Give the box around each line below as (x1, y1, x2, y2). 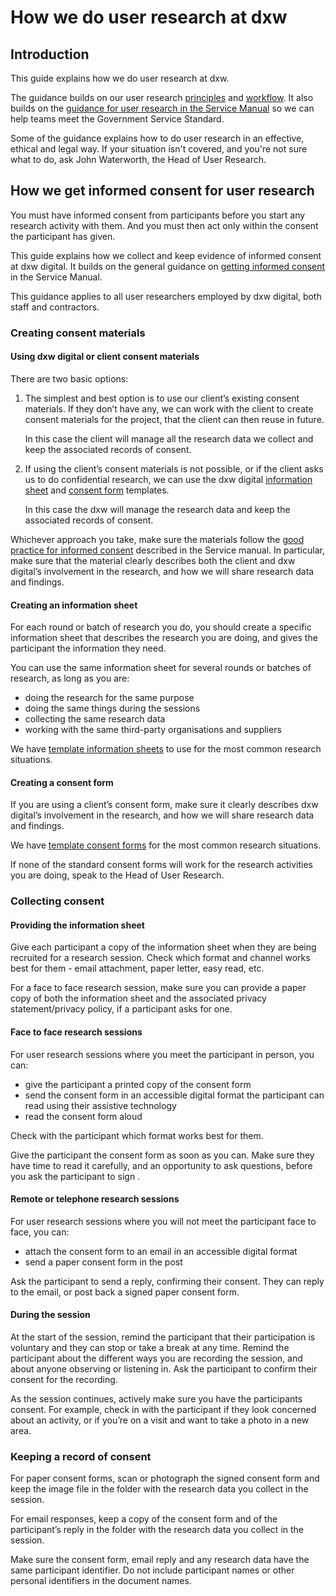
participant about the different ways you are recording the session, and (10, 1352, 303, 1365)
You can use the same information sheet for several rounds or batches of (10, 662, 312, 674)
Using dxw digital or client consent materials (10, 351, 200, 363)
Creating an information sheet (10, 599, 138, 611)
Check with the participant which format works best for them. (10, 1129, 264, 1141)
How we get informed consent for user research (10, 182, 315, 200)
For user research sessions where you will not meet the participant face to (10, 1215, 317, 1227)
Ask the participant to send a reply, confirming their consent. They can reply (10, 1275, 325, 1287)
